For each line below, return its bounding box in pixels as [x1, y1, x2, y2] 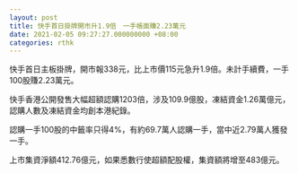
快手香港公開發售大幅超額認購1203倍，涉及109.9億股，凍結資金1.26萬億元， [9, 94, 291, 105]
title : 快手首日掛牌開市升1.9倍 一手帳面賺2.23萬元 [9, 22, 187, 30]
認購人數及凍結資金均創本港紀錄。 [9, 105, 136, 117]
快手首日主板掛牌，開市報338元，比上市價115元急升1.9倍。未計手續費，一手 [9, 64, 289, 74]
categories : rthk [9, 38, 74, 48]
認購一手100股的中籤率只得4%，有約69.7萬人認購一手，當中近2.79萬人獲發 [9, 125, 288, 135]
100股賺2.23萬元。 [9, 75, 79, 86]
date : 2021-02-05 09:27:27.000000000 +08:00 [9, 30, 179, 39]
